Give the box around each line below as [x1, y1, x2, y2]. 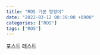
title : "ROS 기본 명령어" [6, 8, 64, 15]
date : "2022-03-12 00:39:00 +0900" [6, 14, 95, 20]
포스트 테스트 [6, 42, 37, 50]
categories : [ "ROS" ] [6, 20, 58, 26]
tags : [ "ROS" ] [6, 25, 42, 32]
